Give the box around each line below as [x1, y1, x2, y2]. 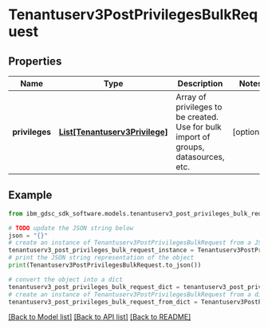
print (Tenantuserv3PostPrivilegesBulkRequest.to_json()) [8, 261, 202, 269]
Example [8, 188, 53, 202]
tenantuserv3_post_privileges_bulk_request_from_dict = [8, 298, 198, 306]
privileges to [175, 101, 223, 113]
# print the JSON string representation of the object [8, 254, 195, 262]
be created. [175, 112, 219, 122]
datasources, [175, 152, 225, 162]
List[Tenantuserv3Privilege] [58, 126, 169, 137]
